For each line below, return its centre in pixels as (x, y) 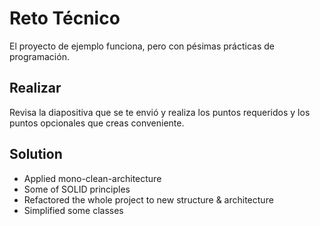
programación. (39, 56)
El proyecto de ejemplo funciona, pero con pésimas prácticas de (142, 46)
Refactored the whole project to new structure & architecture (148, 199)
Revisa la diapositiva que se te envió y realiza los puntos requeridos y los (160, 112)
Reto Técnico (65, 18)
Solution (36, 154)
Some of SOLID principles (77, 189)
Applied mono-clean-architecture (92, 178)
